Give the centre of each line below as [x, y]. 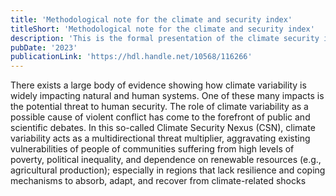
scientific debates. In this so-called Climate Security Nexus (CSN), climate [163, 128]
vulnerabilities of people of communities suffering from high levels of [152, 149]
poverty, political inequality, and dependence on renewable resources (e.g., [166, 160]
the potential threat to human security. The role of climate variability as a [159, 107]
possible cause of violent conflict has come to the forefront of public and [160, 117]
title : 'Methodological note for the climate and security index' [151, 19]
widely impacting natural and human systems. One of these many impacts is [167, 96]
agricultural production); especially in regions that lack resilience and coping [168, 170]
